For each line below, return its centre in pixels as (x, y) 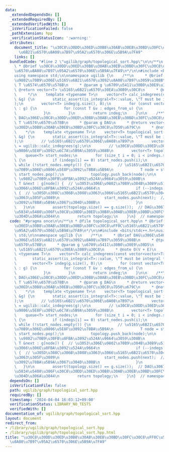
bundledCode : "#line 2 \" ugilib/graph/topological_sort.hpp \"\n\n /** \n (87, 62)
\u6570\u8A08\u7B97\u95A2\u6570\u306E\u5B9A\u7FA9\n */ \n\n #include (86, 71)
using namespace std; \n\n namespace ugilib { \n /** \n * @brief (89, 76)
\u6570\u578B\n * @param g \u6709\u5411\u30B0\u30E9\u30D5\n (84, 245)
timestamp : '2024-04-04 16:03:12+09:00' (53, 399)
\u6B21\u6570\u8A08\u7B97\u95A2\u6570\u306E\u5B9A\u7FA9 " (80, 52)
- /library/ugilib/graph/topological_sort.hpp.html (60, 432)
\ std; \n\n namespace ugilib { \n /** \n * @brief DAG (77, 235)
